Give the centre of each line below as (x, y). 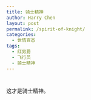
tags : (13, 46)
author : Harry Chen (31, 18)
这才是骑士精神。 (28, 91)
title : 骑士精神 (25, 12)
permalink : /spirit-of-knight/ (46, 29)
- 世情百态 (24, 40)
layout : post (23, 23)
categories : (21, 35)
